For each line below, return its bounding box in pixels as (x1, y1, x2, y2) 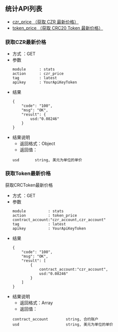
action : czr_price (12, 71, 64, 76)
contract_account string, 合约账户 (12, 317, 99, 322)
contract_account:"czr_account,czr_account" (12, 218, 106, 222)
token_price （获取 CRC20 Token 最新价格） (12, 25, 103, 31)
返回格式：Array (19, 300, 53, 306)
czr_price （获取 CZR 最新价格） (12, 19, 79, 25)
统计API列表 (5, 4, 43, 13)
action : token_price (12, 213, 77, 218)
